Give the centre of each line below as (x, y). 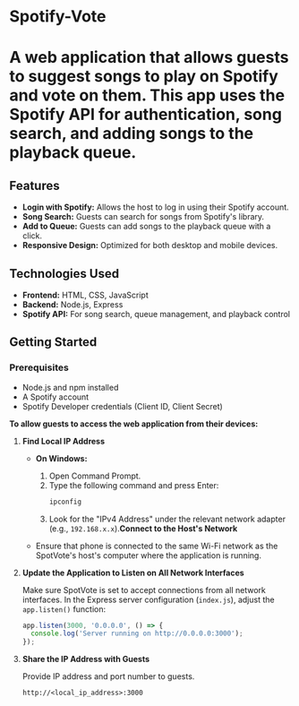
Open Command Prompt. (95, 476)
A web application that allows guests (149, 58)
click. (32, 236)
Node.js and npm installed (70, 387)
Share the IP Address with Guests (86, 659)
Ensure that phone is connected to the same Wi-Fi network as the (157, 546)
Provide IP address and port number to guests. (108, 676)
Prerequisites (39, 367)
